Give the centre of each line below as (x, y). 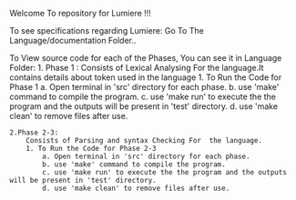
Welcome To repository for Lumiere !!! (81, 13)
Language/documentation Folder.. (73, 40)
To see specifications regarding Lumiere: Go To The (107, 30)
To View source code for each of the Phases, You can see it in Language (146, 58)
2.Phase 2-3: (34, 133)
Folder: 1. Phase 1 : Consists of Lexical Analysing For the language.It (137, 68)
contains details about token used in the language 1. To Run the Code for (146, 77)
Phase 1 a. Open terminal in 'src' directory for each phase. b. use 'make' (144, 87)
